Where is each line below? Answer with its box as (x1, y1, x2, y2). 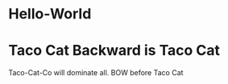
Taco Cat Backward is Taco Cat (8, 42, 220, 60)
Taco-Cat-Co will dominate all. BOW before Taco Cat (8, 68, 184, 78)
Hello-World (8, 5, 92, 23)
